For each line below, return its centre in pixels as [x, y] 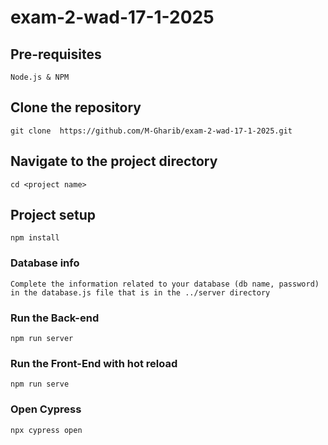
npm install [35, 238]
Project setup [53, 215]
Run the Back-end [55, 318]
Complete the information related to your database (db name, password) [165, 284]
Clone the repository [76, 107]
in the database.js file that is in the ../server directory [140, 292]
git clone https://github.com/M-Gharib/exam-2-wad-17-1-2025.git [151, 131]
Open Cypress [46, 409]
